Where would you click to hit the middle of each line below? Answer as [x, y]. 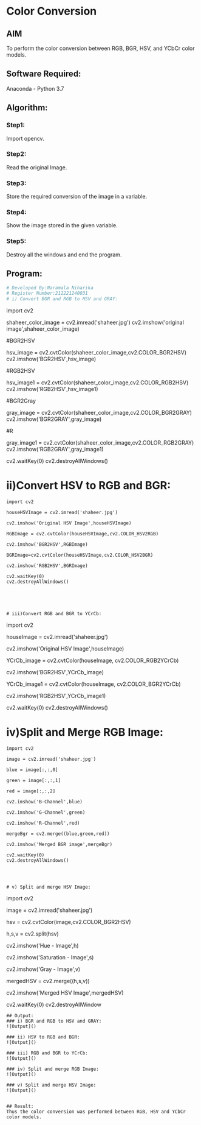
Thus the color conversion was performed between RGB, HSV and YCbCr [96, 1112]
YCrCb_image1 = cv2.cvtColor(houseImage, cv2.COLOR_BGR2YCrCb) [94, 684]
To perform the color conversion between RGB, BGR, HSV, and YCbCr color [101, 48]
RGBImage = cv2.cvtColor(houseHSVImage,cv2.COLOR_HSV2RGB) [83, 534]
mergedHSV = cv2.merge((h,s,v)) [48, 981]
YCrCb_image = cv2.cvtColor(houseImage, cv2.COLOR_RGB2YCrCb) [93, 661]
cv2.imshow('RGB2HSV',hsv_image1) [52, 389]
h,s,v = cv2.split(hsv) [32, 934]
